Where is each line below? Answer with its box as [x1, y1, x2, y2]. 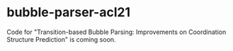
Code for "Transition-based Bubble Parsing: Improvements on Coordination [6, 28, 227, 36]
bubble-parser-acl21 [6, 4, 131, 21]
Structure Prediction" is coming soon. [6, 35, 116, 43]
